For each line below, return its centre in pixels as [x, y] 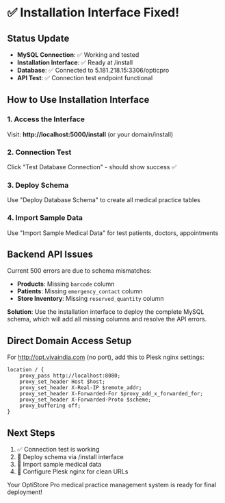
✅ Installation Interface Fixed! [93, 13]
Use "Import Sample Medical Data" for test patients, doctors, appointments [113, 233]
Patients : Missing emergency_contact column [80, 291]
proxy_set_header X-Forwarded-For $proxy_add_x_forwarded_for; [111, 394]
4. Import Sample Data [45, 218]
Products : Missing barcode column [66, 284]
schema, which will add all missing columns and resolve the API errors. [107, 319]
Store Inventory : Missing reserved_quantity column [90, 299]
